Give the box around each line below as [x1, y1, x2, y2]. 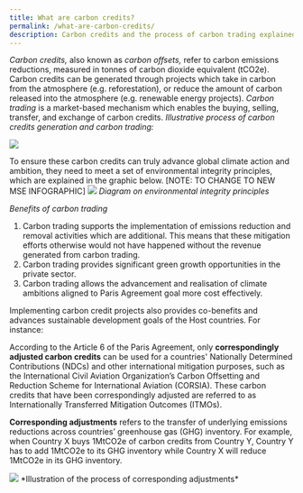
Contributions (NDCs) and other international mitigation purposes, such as [9, 361, 286, 372]
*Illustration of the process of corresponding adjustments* [20, 474, 239, 485]
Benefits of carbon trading [9, 204, 108, 215]
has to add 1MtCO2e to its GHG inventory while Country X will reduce [9, 445, 267, 456]
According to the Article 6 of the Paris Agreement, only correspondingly [9, 342, 280, 352]
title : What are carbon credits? [9, 13, 135, 23]
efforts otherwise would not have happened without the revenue [22, 240, 262, 251]
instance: [9, 324, 44, 335]
